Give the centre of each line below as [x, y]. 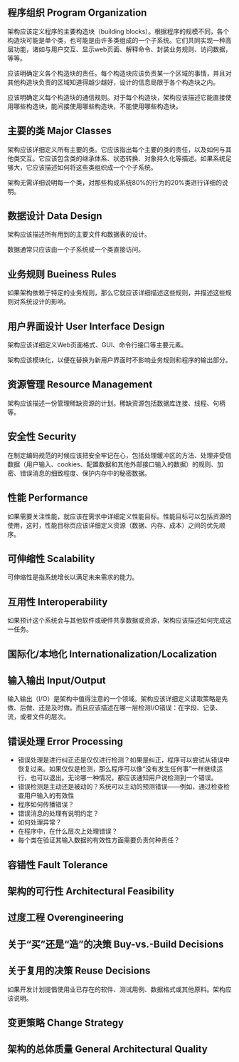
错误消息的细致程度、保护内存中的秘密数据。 [85, 473]
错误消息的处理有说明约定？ [58, 813]
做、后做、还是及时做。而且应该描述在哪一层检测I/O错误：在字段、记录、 [115, 708]
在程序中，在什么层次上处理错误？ [68, 831]
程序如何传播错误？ [46, 805]
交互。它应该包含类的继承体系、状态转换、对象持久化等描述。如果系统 [122, 158]
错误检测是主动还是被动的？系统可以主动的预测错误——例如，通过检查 [121, 787]
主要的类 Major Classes [60, 131]
